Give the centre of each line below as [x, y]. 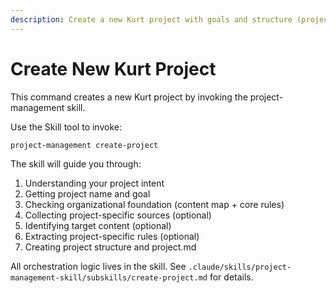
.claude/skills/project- [240, 267]
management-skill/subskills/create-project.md [109, 277]
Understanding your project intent [94, 183]
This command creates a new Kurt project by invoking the [129, 97]
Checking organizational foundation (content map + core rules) [154, 204]
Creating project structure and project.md [110, 247]
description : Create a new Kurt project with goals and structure [151, 19]
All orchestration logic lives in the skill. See [98, 266]
